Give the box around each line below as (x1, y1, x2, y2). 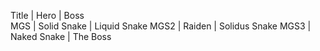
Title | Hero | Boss (10, 10, 85, 21)
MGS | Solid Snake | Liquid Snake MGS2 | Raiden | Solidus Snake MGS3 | (10, 20, 312, 32)
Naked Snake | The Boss (10, 31, 112, 42)
